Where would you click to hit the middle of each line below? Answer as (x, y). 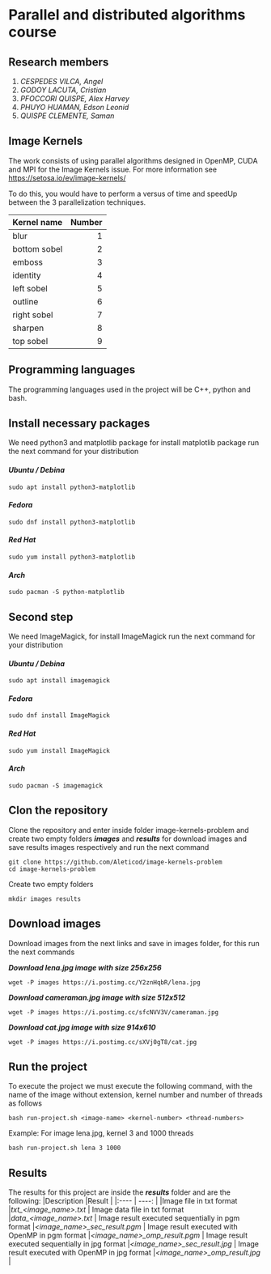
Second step (41, 617)
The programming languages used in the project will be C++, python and (129, 389)
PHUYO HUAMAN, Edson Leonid (74, 107)
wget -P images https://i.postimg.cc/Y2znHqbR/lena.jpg (104, 982)
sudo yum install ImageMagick (59, 750)
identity (27, 275)
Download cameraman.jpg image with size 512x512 (97, 997)
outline (25, 301)
